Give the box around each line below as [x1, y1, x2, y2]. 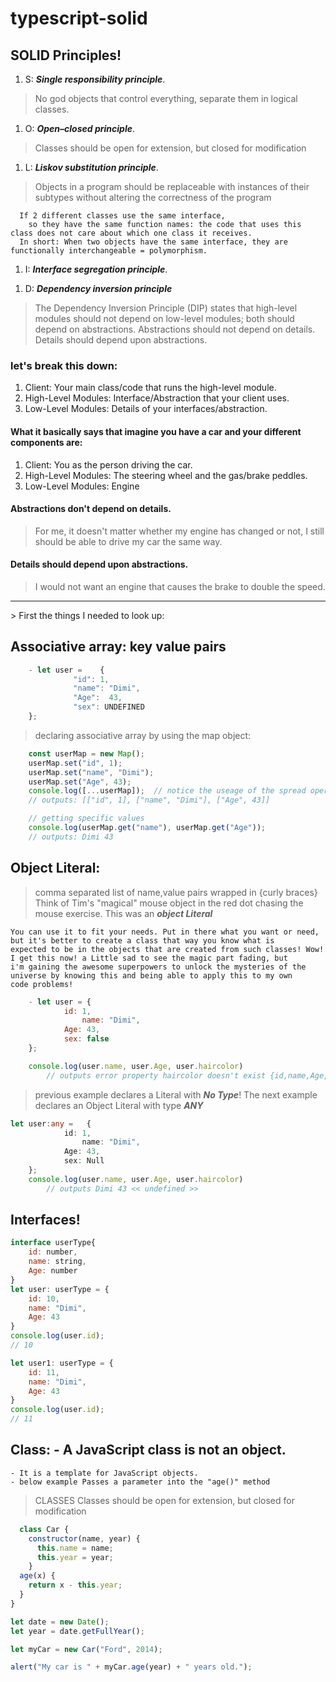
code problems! [10, 979, 74, 989]
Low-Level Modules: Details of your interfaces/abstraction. [24, 403, 268, 415]
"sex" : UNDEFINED [73, 702, 145, 712]
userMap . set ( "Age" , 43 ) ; [28, 777, 132, 787]
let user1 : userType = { [10, 1358, 114, 1368]
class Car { [19, 1524, 70, 1534]
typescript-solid [10, 7, 148, 30]
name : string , [28, 1257, 87, 1267]
